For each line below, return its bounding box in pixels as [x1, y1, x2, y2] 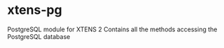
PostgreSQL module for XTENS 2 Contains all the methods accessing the [7, 25, 218, 33]
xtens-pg [7, 2, 62, 18]
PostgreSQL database [7, 32, 71, 40]
